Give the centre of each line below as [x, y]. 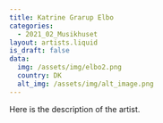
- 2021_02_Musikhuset [58, 34]
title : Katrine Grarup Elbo [62, 17]
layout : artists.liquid [54, 42]
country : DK [40, 76]
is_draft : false [39, 51]
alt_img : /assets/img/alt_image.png [86, 84]
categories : [31, 26]
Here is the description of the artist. [75, 109]
